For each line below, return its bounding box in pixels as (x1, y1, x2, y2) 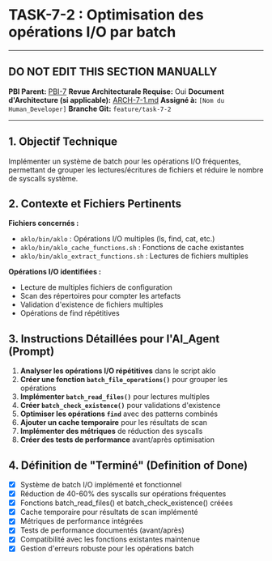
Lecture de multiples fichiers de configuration (19, 283, 172, 292)
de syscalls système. (8, 173, 79, 183)
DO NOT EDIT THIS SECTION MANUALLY (8, 65, 218, 79)
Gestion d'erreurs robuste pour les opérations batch (19, 544, 194, 554)
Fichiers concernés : (8, 219, 79, 228)
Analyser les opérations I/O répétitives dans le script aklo (19, 366, 216, 376)
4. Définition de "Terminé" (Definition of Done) (8, 458, 249, 472)
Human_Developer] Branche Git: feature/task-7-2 (8, 104, 172, 113)
